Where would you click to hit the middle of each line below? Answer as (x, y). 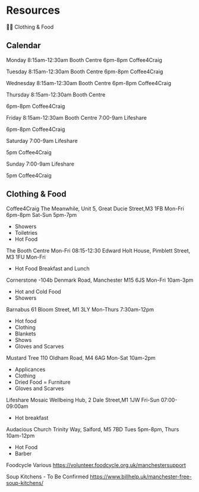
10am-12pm (20, 435)
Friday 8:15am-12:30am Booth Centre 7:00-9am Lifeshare (77, 117)
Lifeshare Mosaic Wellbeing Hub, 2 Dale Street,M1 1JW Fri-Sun (83, 400)
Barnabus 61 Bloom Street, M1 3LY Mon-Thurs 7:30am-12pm (80, 309)
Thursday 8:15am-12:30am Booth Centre (56, 94)
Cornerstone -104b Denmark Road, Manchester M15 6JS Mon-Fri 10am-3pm (100, 280)
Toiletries (26, 232)
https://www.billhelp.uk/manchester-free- (141, 477)
